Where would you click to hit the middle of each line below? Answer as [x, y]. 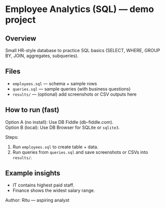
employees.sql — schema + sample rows [55, 83]
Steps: [12, 137]
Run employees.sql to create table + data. [55, 147]
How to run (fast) [32, 110]
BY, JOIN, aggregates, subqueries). [42, 56]
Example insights [33, 173]
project [21, 20]
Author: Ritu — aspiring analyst [37, 200]
